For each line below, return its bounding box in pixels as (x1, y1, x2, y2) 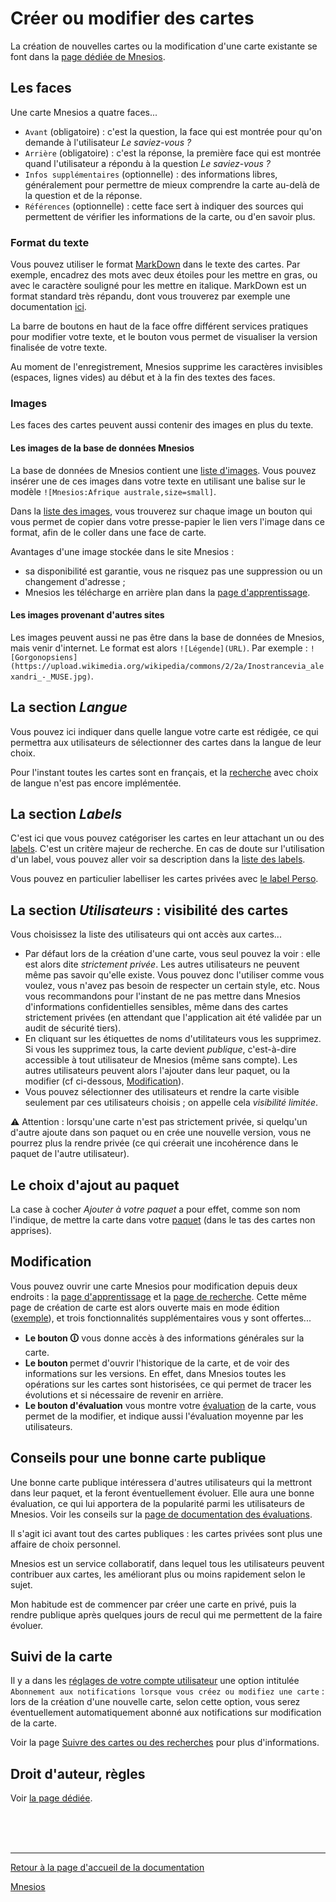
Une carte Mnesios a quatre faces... (10, 106, 158, 118)
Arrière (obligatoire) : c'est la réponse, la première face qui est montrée (24, 147, 322, 159)
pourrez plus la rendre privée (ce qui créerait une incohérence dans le (10, 1137, 299, 1149)
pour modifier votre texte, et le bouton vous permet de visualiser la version (10, 331, 318, 343)
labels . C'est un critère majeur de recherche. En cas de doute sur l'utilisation (10, 843, 325, 855)
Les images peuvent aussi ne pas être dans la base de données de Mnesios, (10, 631, 325, 643)
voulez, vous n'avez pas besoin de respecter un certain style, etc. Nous (24, 980, 321, 992)
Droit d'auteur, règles (10, 1765, 146, 1782)
